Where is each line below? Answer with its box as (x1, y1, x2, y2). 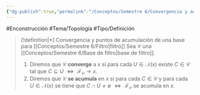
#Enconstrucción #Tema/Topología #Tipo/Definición (6, 25, 135, 32)
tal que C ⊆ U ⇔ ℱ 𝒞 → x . (29, 67, 98, 76)
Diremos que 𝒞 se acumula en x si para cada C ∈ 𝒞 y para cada (29, 75, 188, 83)
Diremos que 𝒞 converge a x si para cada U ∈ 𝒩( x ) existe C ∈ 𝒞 (29, 60, 190, 68)
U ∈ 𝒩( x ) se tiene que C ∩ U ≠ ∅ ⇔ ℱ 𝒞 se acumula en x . (29, 82, 176, 91)
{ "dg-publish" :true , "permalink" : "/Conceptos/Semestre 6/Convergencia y (6, 8, 187, 15)
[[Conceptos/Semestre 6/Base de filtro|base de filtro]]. (20, 49, 156, 56)
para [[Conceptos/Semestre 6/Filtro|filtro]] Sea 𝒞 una (20, 42, 152, 50)
